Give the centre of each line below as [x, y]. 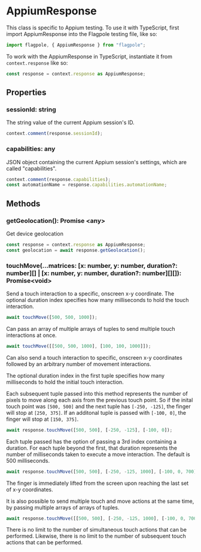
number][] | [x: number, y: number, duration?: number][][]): [94, 273]
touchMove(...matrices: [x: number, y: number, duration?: [92, 266]
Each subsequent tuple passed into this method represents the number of [97, 393]
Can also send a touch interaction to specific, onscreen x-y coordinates [94, 357]
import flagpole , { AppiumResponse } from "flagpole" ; [76, 45]
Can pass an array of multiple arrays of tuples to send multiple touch [91, 328]
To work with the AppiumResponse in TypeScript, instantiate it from [89, 56]
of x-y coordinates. [30, 489]
